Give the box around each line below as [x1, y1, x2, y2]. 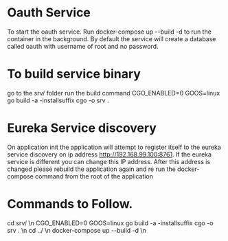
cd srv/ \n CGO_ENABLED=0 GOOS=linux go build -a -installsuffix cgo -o [7, 218, 214, 227]
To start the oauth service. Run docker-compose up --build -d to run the [7, 27, 212, 36]
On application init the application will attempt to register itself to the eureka [7, 143, 222, 151]
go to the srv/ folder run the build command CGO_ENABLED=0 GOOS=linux [7, 89, 220, 97]
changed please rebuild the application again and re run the [7, 165, 176, 173]
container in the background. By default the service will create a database [7, 34, 216, 43]
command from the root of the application [35, 172, 153, 180]
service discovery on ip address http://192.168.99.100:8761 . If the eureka [7, 150, 212, 159]
